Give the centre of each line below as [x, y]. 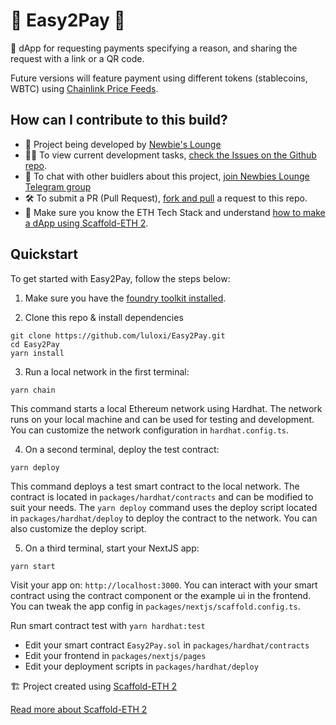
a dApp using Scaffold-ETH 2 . [86, 223]
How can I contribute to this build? [119, 120]
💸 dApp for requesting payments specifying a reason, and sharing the [154, 48]
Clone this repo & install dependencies [104, 317]
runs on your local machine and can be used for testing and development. [162, 419]
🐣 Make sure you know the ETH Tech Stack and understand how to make [175, 212]
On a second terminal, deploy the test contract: [122, 449]
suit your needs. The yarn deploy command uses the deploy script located [164, 507]
